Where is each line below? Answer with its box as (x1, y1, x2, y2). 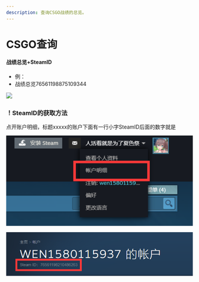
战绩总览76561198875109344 (14, 81, 87, 88)
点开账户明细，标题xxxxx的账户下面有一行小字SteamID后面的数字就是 (6, 123, 176, 130)
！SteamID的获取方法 (6, 108, 68, 117)
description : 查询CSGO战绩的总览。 (6, 9, 87, 15)
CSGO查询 (6, 37, 57, 51)
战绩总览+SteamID (6, 59, 52, 66)
